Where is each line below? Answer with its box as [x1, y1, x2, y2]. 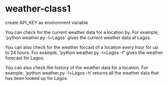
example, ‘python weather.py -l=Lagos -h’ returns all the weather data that [5, 69, 159, 75]
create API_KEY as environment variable [5, 19, 89, 25]
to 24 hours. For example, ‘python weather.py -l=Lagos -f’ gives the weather [5, 49, 163, 55]
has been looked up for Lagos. [5, 75, 69, 81]
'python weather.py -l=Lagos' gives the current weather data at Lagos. [5, 34, 151, 40]
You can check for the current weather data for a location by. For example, [5, 29, 159, 35]
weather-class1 [5, 3, 71, 14]
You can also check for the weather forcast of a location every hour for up [5, 44, 158, 50]
